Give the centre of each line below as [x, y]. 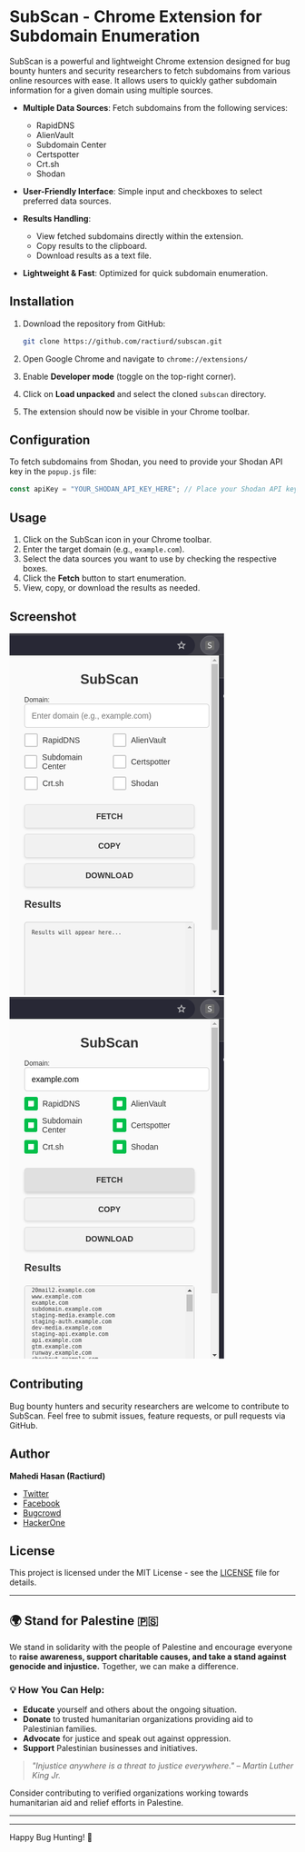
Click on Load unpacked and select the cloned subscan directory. [144, 393]
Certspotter [58, 154]
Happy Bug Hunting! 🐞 [51, 1837]
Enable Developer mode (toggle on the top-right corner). [129, 376]
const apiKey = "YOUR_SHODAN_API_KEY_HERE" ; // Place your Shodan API [146, 489]
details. [23, 1582]
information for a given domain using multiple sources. [111, 90]
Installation [42, 302]
